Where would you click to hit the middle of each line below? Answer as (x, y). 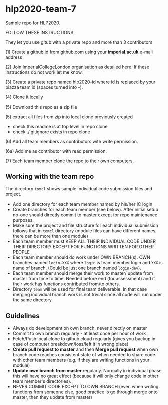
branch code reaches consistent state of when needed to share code (84, 354)
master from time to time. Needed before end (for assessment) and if (84, 278)
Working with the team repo (50, 177)
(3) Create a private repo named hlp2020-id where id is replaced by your (80, 82)
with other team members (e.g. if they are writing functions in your (81, 360)
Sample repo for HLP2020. (33, 23)
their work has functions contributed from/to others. (66, 284)
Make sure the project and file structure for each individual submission (86, 225)
